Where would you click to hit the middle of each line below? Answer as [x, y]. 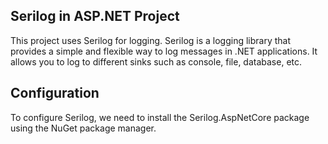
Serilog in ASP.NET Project [95, 16]
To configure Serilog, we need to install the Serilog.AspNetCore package [160, 117]
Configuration [55, 93]
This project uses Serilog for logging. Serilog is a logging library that [151, 40]
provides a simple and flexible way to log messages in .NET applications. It [164, 51]
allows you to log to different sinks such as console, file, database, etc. [156, 61]
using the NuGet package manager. [83, 128]
